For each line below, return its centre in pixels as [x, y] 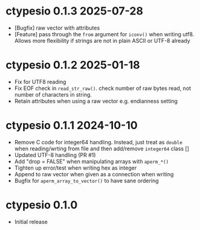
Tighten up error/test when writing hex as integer [76, 168]
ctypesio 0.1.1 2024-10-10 [72, 126]
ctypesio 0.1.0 [42, 205]
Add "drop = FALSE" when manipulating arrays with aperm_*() [92, 161]
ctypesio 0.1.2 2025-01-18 [73, 65]
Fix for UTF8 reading [40, 81]
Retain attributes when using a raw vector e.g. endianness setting [96, 101]
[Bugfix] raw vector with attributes [57, 28]
